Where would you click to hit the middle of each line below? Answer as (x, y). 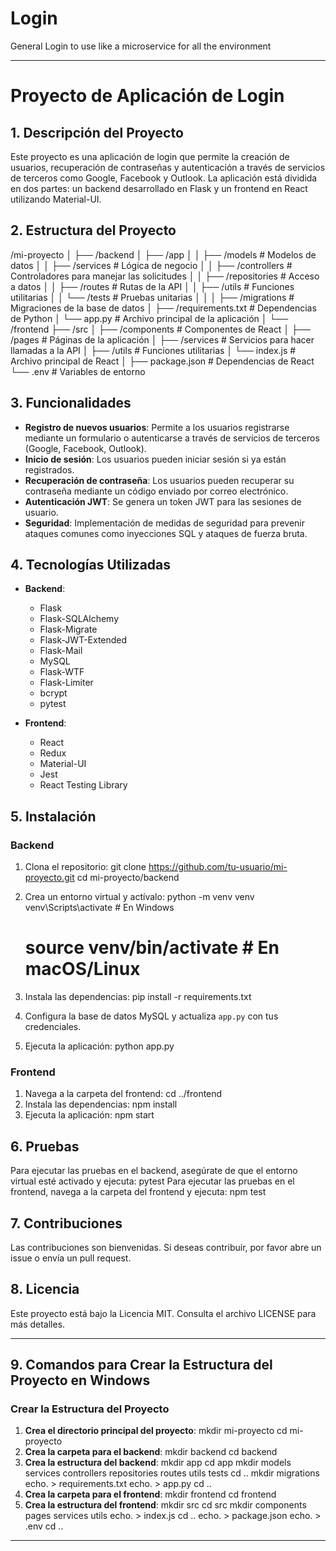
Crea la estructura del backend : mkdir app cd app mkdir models (158, 1463)
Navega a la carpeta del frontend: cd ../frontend (123, 1094)
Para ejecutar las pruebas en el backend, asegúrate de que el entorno (154, 1171)
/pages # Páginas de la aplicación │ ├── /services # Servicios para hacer (162, 339)
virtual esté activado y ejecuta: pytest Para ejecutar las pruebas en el (152, 1181)
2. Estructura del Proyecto (93, 230)
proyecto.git (49, 878)
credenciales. (53, 1026)
